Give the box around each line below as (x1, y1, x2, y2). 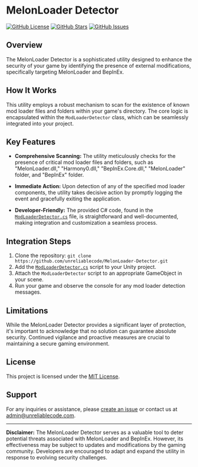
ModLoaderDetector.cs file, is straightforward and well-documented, (14, 213, 179, 220)
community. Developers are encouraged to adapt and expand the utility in (6, 448, 185, 455)
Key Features (6, 137, 56, 147)
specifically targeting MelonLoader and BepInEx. (6, 68, 124, 75)
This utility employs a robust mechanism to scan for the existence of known (6, 101, 190, 108)
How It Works (6, 85, 57, 96)
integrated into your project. (6, 120, 74, 127)
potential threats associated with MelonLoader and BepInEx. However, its (6, 435, 184, 442)
